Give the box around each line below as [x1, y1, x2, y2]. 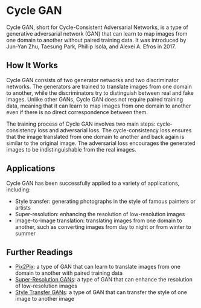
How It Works [6, 60, 59, 71]
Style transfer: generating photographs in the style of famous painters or [14, 197, 196, 205]
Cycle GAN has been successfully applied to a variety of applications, [6, 179, 180, 187]
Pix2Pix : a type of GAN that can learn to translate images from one [14, 263, 181, 271]
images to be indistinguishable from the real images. [6, 146, 137, 153]
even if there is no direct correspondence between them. [6, 108, 148, 115]
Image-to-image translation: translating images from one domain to [14, 217, 182, 224]
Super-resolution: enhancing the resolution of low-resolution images [14, 210, 185, 217]
